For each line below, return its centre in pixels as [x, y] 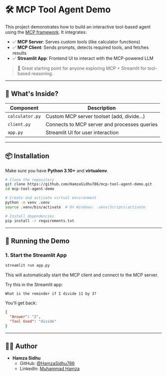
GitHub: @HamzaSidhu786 [47, 364]
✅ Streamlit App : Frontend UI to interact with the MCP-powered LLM [83, 58]
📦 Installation [27, 156]
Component [24, 108]
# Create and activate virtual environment [51, 198]
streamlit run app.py [28, 265]
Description [102, 108]
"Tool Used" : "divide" [33, 321]
